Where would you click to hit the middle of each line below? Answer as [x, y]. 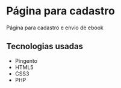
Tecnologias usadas [45, 46]
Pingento [26, 60]
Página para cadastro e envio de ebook [55, 28]
